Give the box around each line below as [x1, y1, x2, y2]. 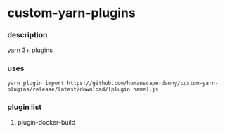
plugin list [7, 102, 42, 112]
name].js [133, 86, 159, 93]
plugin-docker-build [17, 118, 76, 127]
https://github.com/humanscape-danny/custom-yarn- [67, 80, 219, 87]
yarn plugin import [7, 80, 65, 87]
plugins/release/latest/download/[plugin [7, 86, 131, 93]
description [7, 30, 48, 40]
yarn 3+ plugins [7, 46, 53, 54]
